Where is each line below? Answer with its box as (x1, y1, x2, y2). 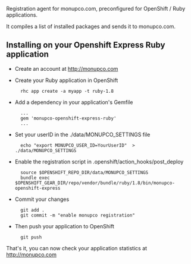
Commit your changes (14, 196, 70, 203)
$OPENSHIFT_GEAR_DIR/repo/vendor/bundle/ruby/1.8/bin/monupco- (14, 180, 176, 186)
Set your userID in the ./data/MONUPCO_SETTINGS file (14, 131, 151, 138)
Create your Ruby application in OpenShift (14, 77, 118, 84)
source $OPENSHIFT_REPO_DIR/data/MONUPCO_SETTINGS (20, 169, 149, 175)
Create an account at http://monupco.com (14, 65, 118, 72)
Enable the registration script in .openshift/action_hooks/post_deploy (14, 158, 184, 165)
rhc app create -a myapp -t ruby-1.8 (20, 88, 114, 94)
